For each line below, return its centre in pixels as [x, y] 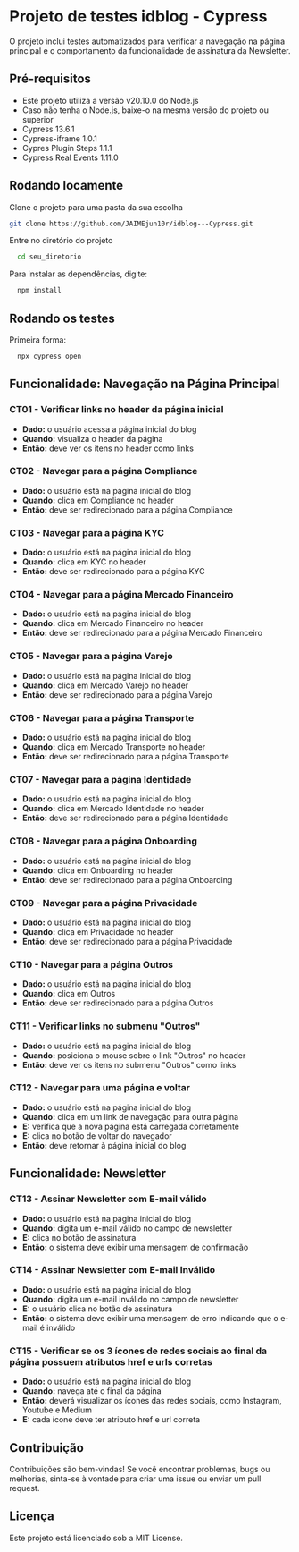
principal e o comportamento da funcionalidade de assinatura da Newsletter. [150, 50]
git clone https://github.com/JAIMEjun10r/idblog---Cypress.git [131, 224]
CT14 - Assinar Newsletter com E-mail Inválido [112, 1270]
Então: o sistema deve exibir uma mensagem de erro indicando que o [150, 1318]
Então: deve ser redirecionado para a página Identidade [125, 818]
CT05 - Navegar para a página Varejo [91, 657]
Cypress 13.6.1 [48, 129]
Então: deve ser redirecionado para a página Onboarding [127, 879]
